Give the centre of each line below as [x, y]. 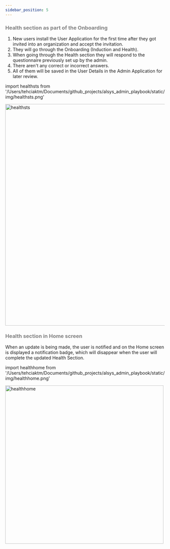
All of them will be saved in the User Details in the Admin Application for [88, 71]
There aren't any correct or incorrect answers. [61, 65]
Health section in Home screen [44, 336]
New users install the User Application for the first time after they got [84, 38]
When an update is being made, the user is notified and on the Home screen [85, 347]
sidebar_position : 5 [27, 10]
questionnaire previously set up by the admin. [60, 60]
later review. [25, 76]
